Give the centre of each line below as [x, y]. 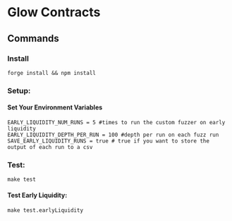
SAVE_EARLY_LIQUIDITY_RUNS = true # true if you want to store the [109, 141]
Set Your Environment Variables [55, 107]
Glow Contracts [54, 12]
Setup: [19, 90]
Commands [33, 38]
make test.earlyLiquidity [45, 210]
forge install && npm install [52, 73]
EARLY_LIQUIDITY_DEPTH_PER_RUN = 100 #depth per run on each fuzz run [113, 135]
